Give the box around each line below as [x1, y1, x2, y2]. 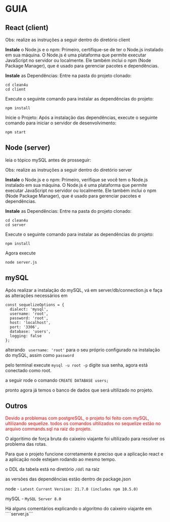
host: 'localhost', [10, 320, 51, 325]
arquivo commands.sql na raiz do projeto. [5, 426, 92, 432]
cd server [5, 222, 26, 227]
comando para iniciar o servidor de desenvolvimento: [5, 120, 116, 126]
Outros [5, 402, 28, 410]
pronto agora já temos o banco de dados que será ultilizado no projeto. [5, 387, 153, 393]
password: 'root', [10, 315, 49, 320]
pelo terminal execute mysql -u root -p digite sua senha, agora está [5, 362, 148, 368]
